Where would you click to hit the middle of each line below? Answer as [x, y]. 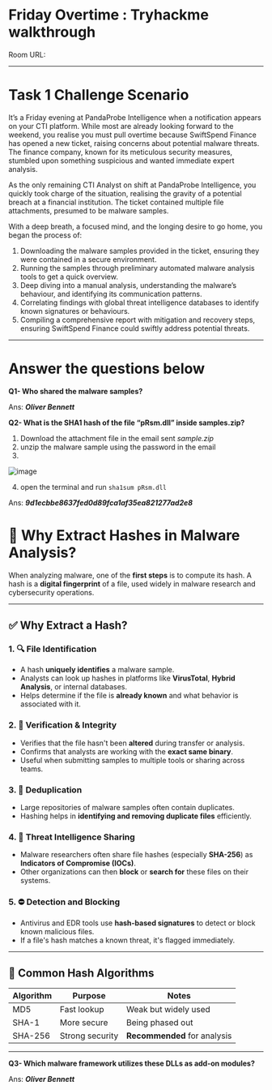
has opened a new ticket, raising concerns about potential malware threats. [134, 143]
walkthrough [52, 32]
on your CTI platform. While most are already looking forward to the [121, 126]
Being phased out [159, 1023]
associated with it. [50, 704]
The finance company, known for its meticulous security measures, [121, 152]
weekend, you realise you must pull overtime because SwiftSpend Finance [132, 135]
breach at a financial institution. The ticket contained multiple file [116, 202]
